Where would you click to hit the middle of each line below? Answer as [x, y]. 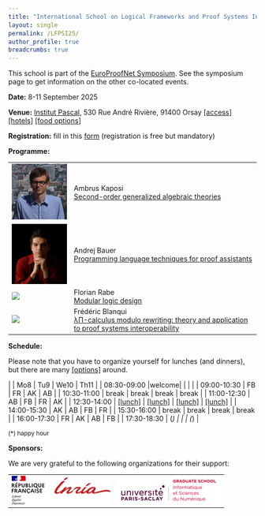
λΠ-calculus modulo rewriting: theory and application [161, 320]
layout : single [33, 25]
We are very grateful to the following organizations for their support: [119, 463]
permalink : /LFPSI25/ [44, 33]
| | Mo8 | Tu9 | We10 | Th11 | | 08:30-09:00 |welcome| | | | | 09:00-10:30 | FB [132, 385]
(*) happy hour [29, 433]
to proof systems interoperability [127, 328]
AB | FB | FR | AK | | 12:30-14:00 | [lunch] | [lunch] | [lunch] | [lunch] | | [122, 402]
